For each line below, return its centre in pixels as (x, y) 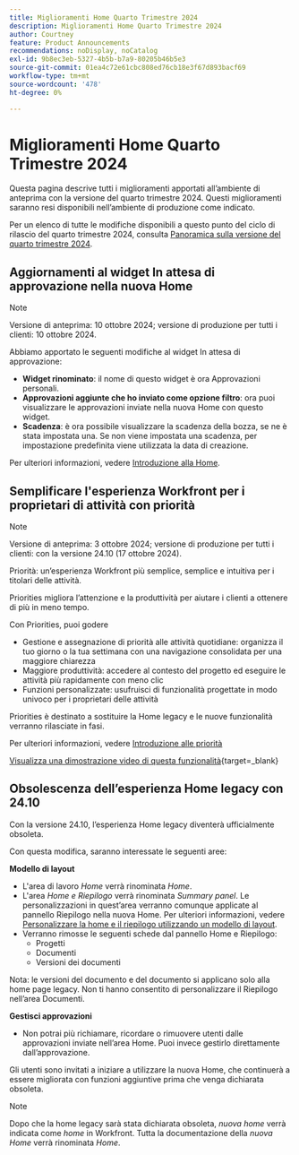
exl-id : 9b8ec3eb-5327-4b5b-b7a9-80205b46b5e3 (98, 59)
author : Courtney (42, 34)
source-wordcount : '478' (56, 84)
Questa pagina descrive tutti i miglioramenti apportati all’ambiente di (135, 188)
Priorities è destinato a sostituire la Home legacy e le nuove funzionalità (141, 717)
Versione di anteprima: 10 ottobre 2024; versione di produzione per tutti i (143, 325)
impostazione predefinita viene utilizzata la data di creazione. (135, 445)
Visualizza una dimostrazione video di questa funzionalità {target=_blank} (144, 761)
